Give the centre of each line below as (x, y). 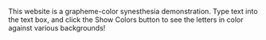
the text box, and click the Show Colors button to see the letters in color (126, 20)
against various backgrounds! (57, 28)
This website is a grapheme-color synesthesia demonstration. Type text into (133, 11)
